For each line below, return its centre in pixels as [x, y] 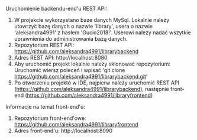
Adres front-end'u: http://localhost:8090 [63, 131]
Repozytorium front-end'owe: [50, 118]
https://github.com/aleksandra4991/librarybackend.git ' [81, 76]
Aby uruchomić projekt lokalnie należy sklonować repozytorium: [92, 64]
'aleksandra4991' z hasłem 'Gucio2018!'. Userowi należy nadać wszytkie [102, 32]
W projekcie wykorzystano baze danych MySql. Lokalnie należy [92, 20]
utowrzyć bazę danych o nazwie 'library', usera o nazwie [83, 26]
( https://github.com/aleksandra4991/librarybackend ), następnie [91, 89]
